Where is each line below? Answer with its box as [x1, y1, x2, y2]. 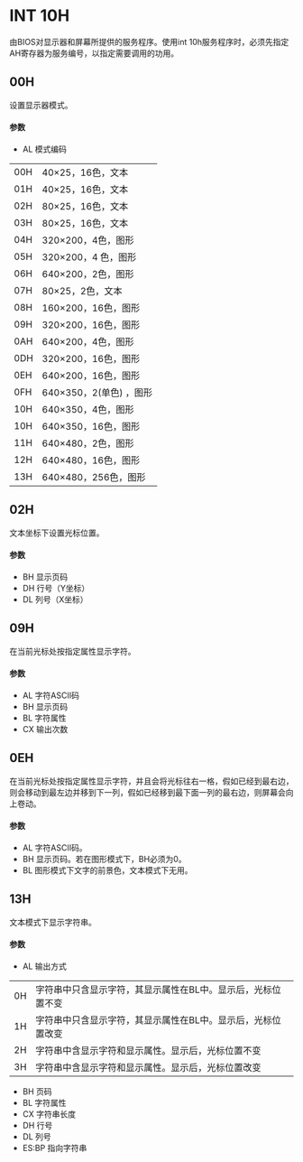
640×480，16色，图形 [41, 453, 141, 466]
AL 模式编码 [22, 144, 68, 154]
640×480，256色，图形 [41, 470, 146, 483]
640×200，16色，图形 [41, 369, 141, 382]
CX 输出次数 [22, 723, 69, 734]
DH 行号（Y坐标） [22, 582, 90, 593]
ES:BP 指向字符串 [22, 1143, 87, 1154]
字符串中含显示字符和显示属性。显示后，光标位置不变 [35, 1045, 262, 1057]
